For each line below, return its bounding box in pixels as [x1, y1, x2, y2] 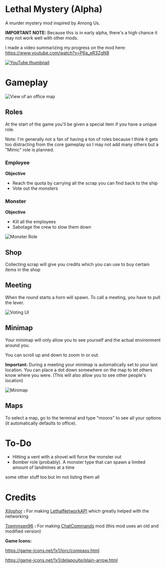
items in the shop [5, 267, 41, 273]
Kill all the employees [12, 219, 56, 225]
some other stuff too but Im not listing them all [5, 474, 100, 480]
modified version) [5, 528, 41, 534]
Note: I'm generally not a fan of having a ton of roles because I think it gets [5, 136, 158, 142]
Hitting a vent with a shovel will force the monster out [12, 454, 122, 460]
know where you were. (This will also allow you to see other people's [5, 372, 147, 378]
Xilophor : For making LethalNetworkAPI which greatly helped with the [5, 508, 149, 514]
